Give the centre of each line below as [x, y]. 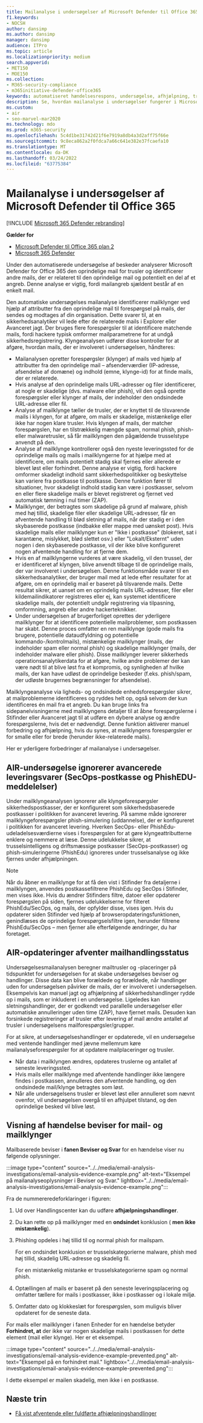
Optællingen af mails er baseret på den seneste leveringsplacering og [102, 1288]
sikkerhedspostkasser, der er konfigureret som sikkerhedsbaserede [91, 807]
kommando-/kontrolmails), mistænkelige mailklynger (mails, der [94, 642]
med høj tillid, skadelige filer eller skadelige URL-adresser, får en [95, 513]
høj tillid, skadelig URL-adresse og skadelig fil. [72, 1258]
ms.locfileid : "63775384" [39, 164]
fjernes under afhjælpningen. [42, 859]
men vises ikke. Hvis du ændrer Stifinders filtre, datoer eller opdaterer [93, 895]
